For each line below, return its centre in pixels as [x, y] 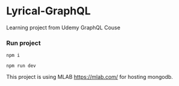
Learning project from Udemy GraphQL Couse [63, 27]
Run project [23, 43]
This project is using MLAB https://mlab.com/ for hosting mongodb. [89, 77]
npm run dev [21, 66]
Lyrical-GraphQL [49, 11]
